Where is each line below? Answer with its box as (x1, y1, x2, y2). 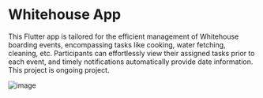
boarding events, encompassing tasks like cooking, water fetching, (8, 40, 227, 49)
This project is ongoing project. (8, 65, 110, 74)
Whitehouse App (8, 6, 121, 24)
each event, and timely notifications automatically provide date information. (8, 57, 254, 66)
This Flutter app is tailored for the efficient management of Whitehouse (8, 32, 239, 41)
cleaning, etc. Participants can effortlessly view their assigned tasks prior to (8, 48, 255, 58)
